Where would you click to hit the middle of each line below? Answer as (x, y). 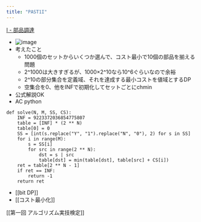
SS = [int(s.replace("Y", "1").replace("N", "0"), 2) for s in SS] (104, 134)
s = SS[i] (40, 144)
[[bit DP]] (26, 192)
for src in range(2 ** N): (62, 149)
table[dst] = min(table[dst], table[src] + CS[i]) (104, 160)
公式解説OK (29, 94)
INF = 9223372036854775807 (51, 118)
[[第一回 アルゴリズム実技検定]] (45, 212)
